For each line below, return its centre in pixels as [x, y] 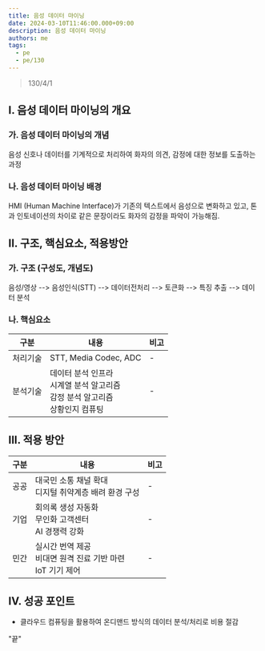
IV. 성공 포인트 [42, 601]
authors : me [28, 38]
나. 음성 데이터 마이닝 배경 [55, 187]
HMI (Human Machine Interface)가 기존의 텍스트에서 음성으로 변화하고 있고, [128, 206]
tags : [17, 46]
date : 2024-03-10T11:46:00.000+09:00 [71, 23]
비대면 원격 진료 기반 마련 [80, 558]
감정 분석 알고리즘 [81, 397]
